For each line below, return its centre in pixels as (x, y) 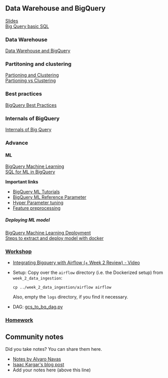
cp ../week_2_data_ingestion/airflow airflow (62, 287)
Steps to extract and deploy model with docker (54, 238)
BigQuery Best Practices (31, 105)
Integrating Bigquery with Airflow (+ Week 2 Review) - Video (76, 263)
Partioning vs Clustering (31, 81)
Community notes (34, 337)
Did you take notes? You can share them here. (54, 349)
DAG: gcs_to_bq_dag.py (38, 307)
